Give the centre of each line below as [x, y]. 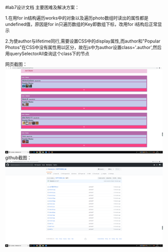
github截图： [18, 157]
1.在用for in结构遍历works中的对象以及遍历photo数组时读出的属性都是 [77, 18]
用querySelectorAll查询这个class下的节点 [47, 53]
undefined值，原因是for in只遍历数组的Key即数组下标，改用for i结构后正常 [81, 24]
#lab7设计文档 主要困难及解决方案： [42, 7]
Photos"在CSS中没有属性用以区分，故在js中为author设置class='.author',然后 [83, 47]
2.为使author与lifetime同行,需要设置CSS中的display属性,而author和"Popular [83, 41]
